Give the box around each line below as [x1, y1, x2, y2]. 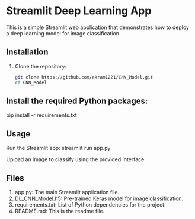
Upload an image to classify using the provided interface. [6, 156, 146, 163]
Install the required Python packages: [6, 96, 148, 106]
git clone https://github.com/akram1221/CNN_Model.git [14, 74, 154, 80]
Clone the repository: [14, 63, 67, 70]
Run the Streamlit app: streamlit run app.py [6, 145, 111, 152]
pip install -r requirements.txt [6, 112, 77, 119]
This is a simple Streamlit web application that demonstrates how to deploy [6, 24, 190, 31]
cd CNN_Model [14, 80, 47, 86]
